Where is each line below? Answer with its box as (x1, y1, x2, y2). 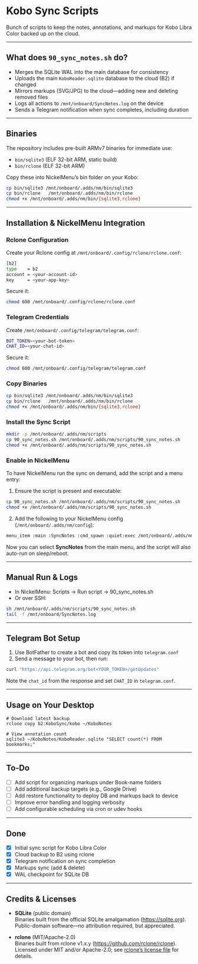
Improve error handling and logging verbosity (14, 799, 125, 806)
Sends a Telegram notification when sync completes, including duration (14, 106, 189, 113)
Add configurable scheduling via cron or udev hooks (14, 806, 143, 813)
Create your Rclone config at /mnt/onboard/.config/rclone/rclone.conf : (6, 249, 181, 256)
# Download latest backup (6, 716, 70, 722)
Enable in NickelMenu (6, 456, 70, 465)
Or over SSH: (14, 594, 47, 601)
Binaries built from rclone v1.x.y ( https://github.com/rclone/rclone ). (14, 940, 177, 947)
